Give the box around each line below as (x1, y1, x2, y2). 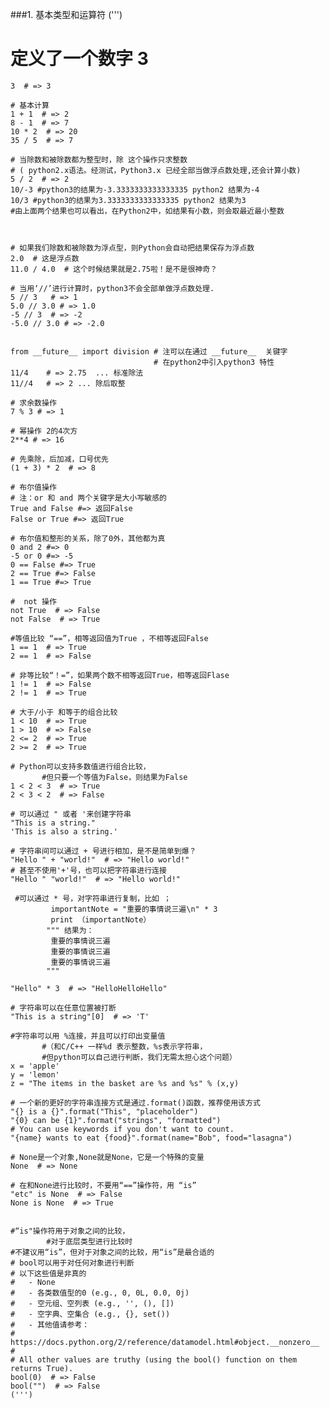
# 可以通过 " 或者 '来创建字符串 (10, 809, 132, 819)
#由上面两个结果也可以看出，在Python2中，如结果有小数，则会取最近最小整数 (10, 206, 285, 216)
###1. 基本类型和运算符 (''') (10, 9, 123, 20)
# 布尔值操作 (10, 482, 57, 492)
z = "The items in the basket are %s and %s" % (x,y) (10, 1078, 240, 1088)
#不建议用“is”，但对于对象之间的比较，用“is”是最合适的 (10, 1247, 215, 1257)
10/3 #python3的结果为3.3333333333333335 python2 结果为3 (10, 195, 247, 205)
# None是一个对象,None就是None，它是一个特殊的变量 (10, 1152, 205, 1162)
